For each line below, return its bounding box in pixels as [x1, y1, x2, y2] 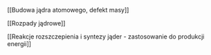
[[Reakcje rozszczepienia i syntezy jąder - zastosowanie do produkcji [7, 32, 205, 41]
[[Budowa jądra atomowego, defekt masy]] [7, 6, 129, 14]
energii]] [7, 40, 32, 47]
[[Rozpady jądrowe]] [7, 19, 66, 27]
